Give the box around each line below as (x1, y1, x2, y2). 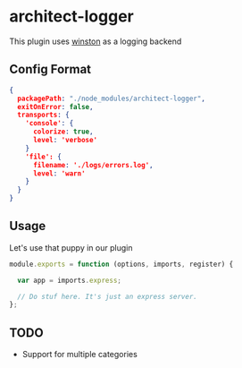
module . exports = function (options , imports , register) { (9, 260, 234, 269)
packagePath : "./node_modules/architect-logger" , (17, 94, 205, 103)
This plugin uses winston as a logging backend (9, 36, 182, 47)
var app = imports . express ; (17, 276, 122, 285)
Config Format (9, 62, 92, 77)
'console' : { (25, 119, 74, 128)
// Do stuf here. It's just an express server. (17, 292, 198, 301)
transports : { (17, 110, 70, 120)
